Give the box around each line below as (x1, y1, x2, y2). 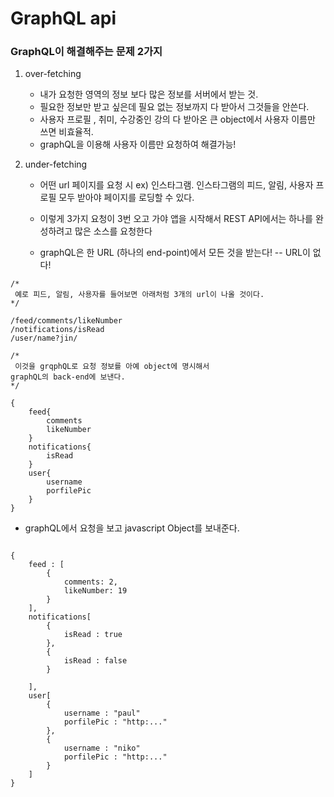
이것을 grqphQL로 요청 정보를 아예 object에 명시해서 (14, 362, 210, 372)
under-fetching (24, 158, 88, 171)
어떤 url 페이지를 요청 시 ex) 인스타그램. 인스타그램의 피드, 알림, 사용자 (39, 179, 314, 191)
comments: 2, (63, 577, 118, 587)
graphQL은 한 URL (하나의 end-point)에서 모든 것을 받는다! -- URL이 (39, 247, 311, 259)
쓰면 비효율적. (39, 126, 94, 138)
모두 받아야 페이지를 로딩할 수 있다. (58, 192, 195, 204)
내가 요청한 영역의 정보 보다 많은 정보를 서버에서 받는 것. (39, 88, 259, 101)
